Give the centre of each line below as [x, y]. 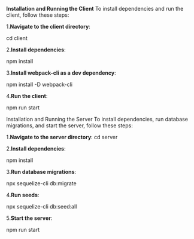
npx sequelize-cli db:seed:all [42, 206]
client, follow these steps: [38, 15]
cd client [17, 38]
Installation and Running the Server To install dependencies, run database [97, 119]
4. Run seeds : [23, 195]
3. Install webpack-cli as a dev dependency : [61, 73]
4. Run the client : [27, 96]
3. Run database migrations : [41, 172]
